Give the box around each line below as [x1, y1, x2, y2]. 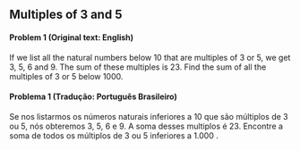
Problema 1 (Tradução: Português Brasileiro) [9, 91, 177, 102]
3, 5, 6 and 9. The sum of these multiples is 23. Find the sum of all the [9, 62, 267, 72]
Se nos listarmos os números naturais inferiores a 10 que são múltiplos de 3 [9, 111, 288, 121]
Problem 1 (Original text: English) [9, 31, 134, 43]
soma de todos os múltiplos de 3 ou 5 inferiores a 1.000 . [9, 129, 219, 141]
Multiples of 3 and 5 [9, 7, 123, 22]
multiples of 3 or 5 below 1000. [9, 71, 124, 81]
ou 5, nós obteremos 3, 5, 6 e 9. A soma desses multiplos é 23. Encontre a [9, 121, 284, 131]
